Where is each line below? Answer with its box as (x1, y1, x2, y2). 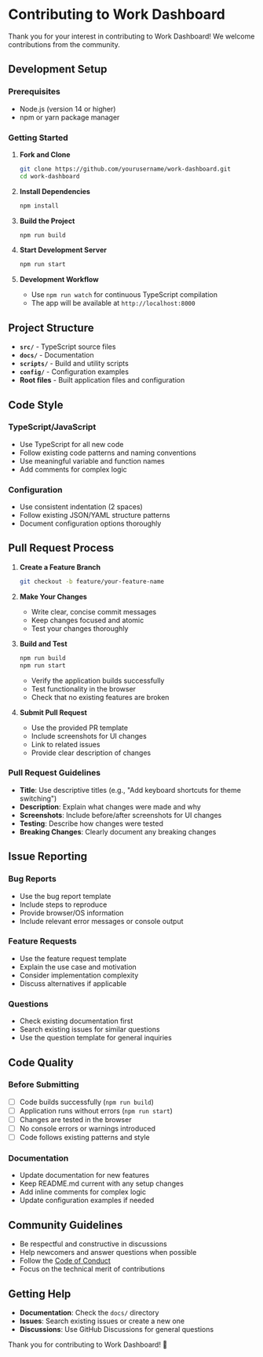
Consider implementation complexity (19, 970, 139, 980)
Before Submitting (8, 1079, 79, 1090)
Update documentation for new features (19, 1171, 150, 1180)
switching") (19, 794, 57, 803)
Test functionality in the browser (31, 684, 136, 693)
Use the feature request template (19, 953, 127, 963)
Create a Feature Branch (19, 562, 101, 571)
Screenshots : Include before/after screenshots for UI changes (19, 810, 222, 820)
